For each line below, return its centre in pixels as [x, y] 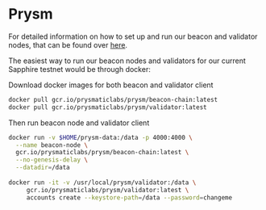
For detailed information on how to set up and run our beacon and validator [133, 36]
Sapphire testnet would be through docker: [79, 69]
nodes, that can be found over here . [68, 44]
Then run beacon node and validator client [79, 123]
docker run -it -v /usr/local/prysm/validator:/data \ [102, 183]
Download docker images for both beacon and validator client [111, 85]
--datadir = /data [43, 168]
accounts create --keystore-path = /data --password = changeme [129, 197]
